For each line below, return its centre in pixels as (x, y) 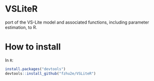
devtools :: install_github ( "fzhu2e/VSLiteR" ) (50, 73)
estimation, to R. (21, 27)
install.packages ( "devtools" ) (35, 69)
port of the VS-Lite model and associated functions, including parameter (77, 22)
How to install (33, 47)
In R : (9, 60)
